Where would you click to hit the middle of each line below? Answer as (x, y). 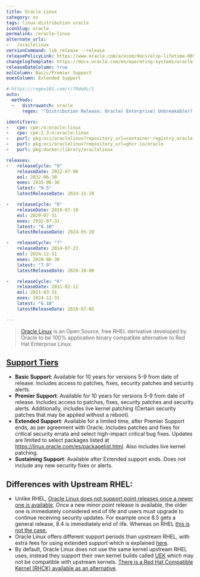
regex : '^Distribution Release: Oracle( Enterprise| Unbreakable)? (107, 111)
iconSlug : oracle (28, 28)
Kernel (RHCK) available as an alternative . (66, 568)
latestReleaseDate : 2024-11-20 (56, 194)
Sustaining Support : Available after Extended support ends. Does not (100, 459)
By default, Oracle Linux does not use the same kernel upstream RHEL (101, 550)
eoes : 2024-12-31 (38, 298)
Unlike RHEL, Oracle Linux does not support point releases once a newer (104, 499)
